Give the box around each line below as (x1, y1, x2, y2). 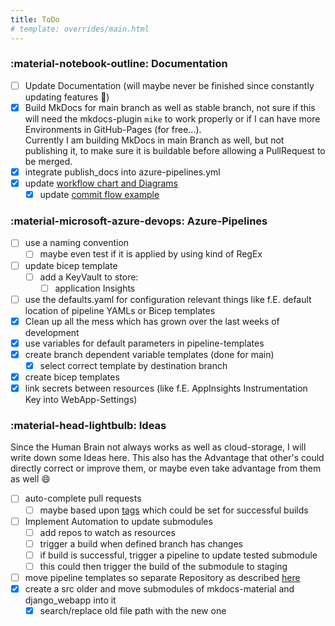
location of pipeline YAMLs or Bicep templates (24, 304, 216, 316)
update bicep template (24, 259, 118, 271)
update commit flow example (39, 189, 160, 201)
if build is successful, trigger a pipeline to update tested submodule (39, 549, 318, 561)
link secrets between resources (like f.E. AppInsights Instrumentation (24, 382, 308, 395)
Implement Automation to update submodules (24, 515, 213, 527)
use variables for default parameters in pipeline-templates (24, 337, 265, 349)
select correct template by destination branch (39, 359, 228, 371)
